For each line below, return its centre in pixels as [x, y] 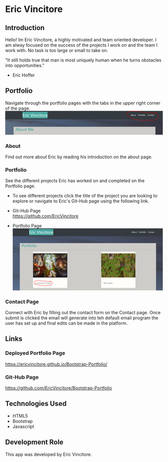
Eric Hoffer [23, 75]
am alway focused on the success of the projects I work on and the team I [81, 45]
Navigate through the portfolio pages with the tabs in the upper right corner [83, 103]
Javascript [23, 426]
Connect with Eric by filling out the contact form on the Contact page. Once [83, 312]
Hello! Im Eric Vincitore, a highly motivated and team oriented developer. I [81, 40]
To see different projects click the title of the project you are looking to [85, 196]
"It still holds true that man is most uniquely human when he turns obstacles [83, 60]
